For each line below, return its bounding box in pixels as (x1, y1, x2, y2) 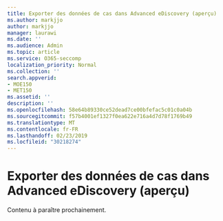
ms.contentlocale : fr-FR (7, 126, 78, 133)
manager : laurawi (7, 29, 57, 37)
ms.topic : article (7, 49, 60, 56)
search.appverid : (7, 74, 57, 81)
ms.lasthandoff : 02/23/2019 (7, 132, 88, 139)
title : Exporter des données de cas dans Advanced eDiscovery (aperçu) (7, 10, 217, 17)
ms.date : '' (7, 36, 41, 43)
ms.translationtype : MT (7, 119, 76, 126)
